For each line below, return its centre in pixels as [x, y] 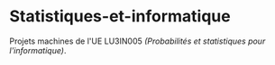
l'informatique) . [38, 50]
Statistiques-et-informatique [120, 16]
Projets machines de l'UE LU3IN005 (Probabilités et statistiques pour [137, 41]
